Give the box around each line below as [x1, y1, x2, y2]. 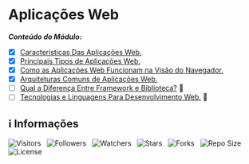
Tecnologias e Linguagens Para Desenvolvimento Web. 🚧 [19, 92, 208, 102]
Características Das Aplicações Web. [19, 47, 142, 57]
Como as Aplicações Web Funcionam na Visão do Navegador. [19, 65, 223, 75]
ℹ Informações [8, 117, 79, 131]
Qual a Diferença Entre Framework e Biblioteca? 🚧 [19, 84, 184, 93]
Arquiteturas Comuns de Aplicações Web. [19, 74, 158, 84]
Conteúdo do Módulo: [8, 32, 82, 41]
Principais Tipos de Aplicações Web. [19, 57, 141, 65]
